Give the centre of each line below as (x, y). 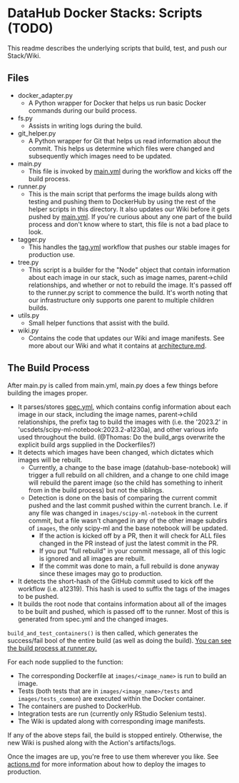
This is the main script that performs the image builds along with (123, 193)
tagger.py (32, 239)
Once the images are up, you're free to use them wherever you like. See (113, 756)
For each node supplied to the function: (65, 662)
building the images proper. (48, 393)
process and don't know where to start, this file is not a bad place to (128, 224)
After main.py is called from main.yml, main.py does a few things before (113, 385)
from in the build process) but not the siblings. (96, 490)
